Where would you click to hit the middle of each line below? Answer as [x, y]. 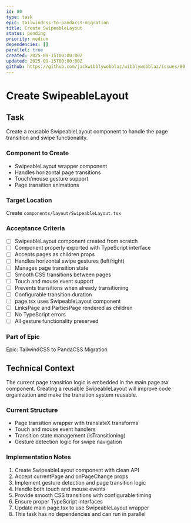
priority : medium [27, 39]
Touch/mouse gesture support [51, 178]
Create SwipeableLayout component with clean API [77, 470]
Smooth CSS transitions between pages [63, 274]
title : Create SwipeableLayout [44, 28]
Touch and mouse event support [54, 281]
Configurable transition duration [53, 294]
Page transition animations [47, 185]
